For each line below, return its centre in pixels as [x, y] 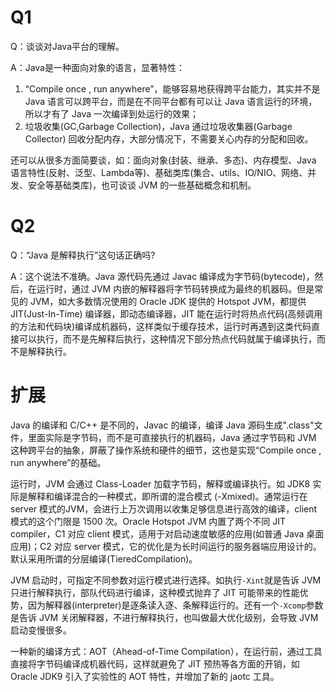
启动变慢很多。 [41, 630]
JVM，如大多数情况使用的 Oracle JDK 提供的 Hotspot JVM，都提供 [168, 301]
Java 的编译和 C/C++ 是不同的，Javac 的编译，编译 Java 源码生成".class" [162, 425]
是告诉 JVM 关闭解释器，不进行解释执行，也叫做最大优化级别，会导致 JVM [164, 617]
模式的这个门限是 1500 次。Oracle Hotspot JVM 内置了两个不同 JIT [148, 521]
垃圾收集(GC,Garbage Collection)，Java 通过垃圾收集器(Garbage [158, 126]
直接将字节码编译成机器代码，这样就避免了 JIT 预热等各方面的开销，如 [155, 663]
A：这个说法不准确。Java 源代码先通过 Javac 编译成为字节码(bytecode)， [162, 276]
